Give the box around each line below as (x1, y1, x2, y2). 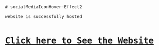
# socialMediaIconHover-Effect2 (5, 4, 82, 9)
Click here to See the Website (5, 35, 154, 46)
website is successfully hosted (5, 14, 82, 19)
